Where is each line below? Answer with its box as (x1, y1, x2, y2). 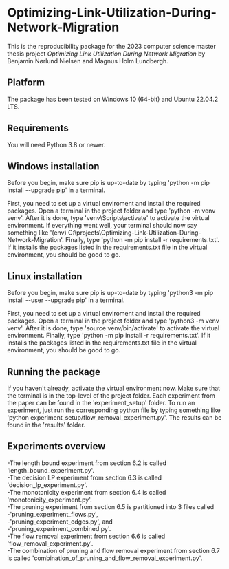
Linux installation (7, 270, 83, 282)
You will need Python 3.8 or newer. (7, 140, 106, 149)
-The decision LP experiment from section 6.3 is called (7, 473, 162, 482)
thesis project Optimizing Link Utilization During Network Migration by (7, 50, 206, 58)
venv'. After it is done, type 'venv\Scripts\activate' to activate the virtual (7, 214, 210, 222)
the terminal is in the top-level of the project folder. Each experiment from (7, 391, 215, 400)
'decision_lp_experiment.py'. (7, 480, 88, 489)
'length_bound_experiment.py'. (7, 466, 95, 474)
